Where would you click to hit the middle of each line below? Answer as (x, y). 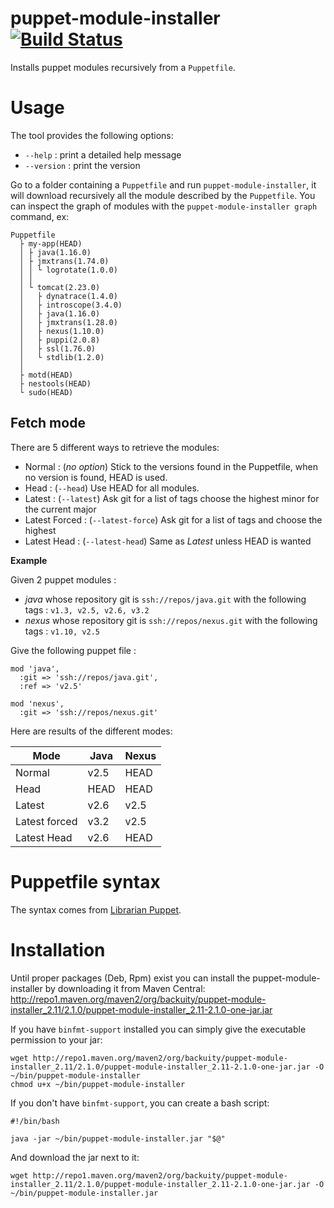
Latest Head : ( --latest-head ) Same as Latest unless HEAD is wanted (168, 541)
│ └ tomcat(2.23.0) (60, 287)
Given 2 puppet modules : (63, 579)
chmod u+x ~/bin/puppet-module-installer (98, 1084)
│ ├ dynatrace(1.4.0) (68, 296)
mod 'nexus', (37, 703)
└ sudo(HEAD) (46, 392)
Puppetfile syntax (85, 881)
